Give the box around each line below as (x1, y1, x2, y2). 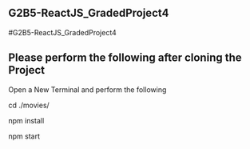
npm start (8, 131, 41, 141)
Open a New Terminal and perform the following (8, 84, 167, 95)
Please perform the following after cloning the (8, 51, 242, 65)
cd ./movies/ (8, 100, 50, 110)
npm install (8, 115, 45, 125)
